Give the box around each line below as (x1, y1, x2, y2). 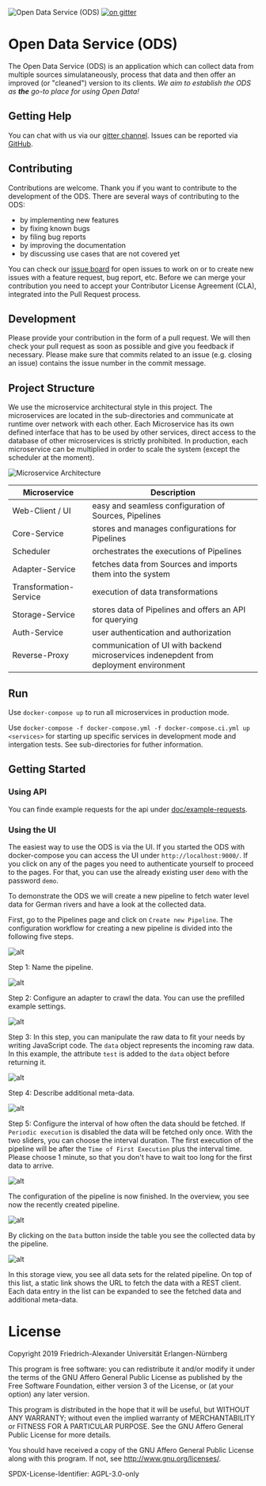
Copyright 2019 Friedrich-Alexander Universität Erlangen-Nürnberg (8, 1348, 228, 1358)
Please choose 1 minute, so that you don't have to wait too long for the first (8, 1152, 253, 1161)
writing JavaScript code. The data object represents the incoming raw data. (8, 1040, 255, 1050)
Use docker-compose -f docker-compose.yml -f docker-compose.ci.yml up (8, 723, 251, 732)
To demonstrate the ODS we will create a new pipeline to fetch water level (8, 891, 249, 900)
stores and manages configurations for (92, 523, 237, 534)
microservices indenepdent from (92, 650, 214, 661)
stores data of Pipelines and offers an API (92, 604, 246, 615)
